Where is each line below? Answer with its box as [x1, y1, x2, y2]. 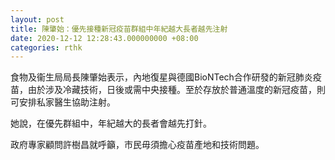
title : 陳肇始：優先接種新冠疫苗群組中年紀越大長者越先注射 [10, 24, 228, 34]
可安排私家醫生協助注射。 [10, 96, 116, 108]
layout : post [10, 14, 65, 25]
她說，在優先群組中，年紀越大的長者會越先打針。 [10, 117, 212, 130]
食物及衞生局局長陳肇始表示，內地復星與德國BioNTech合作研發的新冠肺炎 [10, 71, 313, 83]
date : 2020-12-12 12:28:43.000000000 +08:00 [10, 33, 199, 43]
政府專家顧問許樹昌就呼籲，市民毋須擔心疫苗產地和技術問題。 [10, 139, 265, 151]
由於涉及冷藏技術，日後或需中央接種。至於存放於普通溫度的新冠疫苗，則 [27, 84, 326, 96]
